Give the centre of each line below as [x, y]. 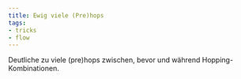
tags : [17, 23]
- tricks [23, 30]
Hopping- [218, 60]
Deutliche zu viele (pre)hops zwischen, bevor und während [104, 60]
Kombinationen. [34, 69]
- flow [19, 38]
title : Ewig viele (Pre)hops [56, 15]
